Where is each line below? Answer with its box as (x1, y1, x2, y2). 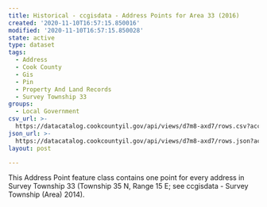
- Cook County (15, 63, 62, 71)
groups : (8, 100, 34, 108)
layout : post (8, 144, 52, 152)
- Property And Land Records (15, 85, 112, 94)
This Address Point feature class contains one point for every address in (8, 173, 245, 182)
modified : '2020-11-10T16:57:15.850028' (8, 26, 145, 34)
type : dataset (8, 41, 56, 49)
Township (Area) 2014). (8, 190, 85, 199)
